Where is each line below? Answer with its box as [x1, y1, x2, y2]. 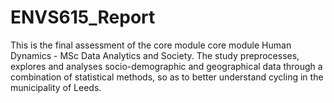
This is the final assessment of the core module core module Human [10, 39, 292, 51]
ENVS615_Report [10, 6, 156, 29]
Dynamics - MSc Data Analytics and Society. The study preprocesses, [10, 49, 300, 61]
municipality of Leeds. [10, 81, 102, 93]
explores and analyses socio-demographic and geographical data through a [10, 60, 323, 72]
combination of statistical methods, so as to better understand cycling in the [10, 71, 324, 83]
